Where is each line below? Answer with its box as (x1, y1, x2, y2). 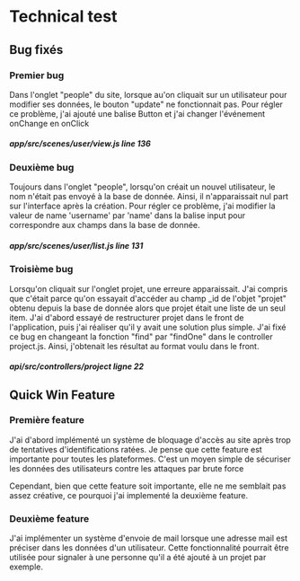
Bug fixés (9, 42, 64, 57)
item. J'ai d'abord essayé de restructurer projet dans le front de (9, 312, 244, 322)
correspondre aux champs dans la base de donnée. (9, 220, 200, 231)
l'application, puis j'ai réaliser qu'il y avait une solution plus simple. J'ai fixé (9, 321, 287, 332)
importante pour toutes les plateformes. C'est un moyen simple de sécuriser (9, 453, 292, 464)
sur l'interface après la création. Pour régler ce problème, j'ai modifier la (9, 200, 276, 212)
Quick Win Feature (9, 387, 116, 402)
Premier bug (9, 69, 65, 82)
